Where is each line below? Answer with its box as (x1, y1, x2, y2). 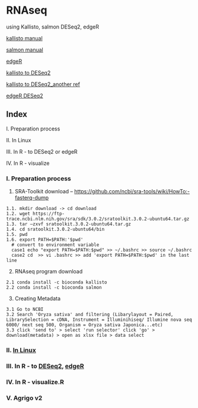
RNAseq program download (14, 268, 83, 275)
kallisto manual (6, 34, 43, 42)
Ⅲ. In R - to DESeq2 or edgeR (6, 148, 78, 155)
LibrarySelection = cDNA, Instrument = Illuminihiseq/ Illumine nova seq (6, 317, 193, 323)
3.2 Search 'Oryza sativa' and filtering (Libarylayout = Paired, (6, 312, 174, 318)
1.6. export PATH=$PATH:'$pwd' (6, 237, 84, 243)
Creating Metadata (14, 295, 61, 302)
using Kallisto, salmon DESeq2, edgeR (6, 23, 100, 30)
